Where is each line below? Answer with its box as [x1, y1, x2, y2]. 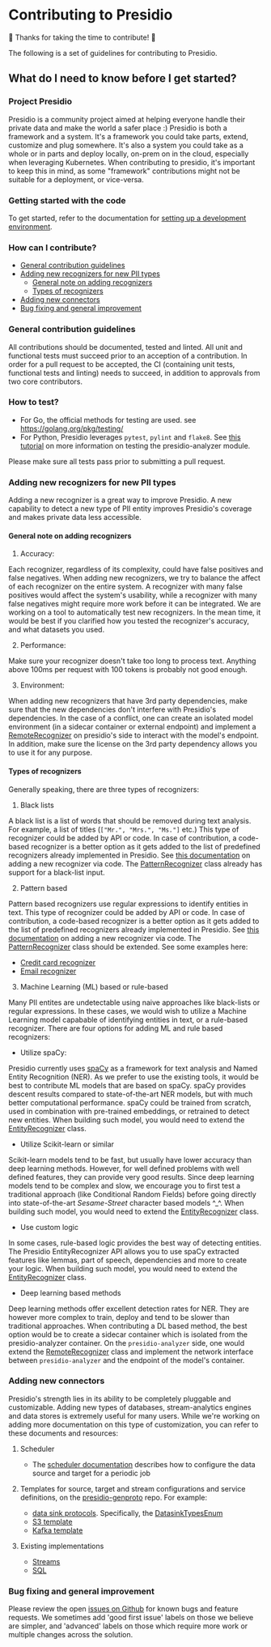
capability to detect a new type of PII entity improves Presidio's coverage [8, 504, 252, 513]
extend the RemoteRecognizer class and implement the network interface [8, 1347, 254, 1356]
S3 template [32, 1517, 73, 1526]
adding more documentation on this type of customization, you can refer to [8, 1419, 259, 1429]
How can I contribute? [8, 241, 97, 253]
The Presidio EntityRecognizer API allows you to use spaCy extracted [8, 1246, 239, 1256]
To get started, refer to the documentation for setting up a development [8, 213, 247, 223]
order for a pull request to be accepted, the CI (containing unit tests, [8, 359, 235, 369]
